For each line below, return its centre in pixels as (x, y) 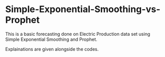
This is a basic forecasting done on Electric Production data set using (78, 34)
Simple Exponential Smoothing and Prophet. (51, 39)
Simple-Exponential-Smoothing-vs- (83, 9)
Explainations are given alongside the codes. (52, 49)
